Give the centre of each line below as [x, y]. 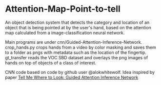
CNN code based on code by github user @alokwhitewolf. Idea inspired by [80, 72]
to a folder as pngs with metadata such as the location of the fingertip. [76, 52]
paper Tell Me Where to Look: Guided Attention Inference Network [72, 77]
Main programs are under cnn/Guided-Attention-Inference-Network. [74, 42]
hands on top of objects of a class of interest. [51, 63]
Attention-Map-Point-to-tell [63, 9]
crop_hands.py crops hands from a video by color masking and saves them [80, 47]
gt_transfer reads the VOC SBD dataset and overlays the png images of [77, 57]
